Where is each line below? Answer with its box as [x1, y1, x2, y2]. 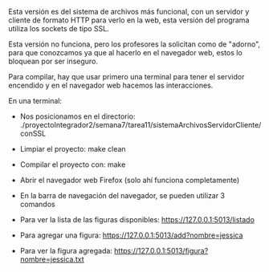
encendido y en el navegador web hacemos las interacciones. [8, 80, 214, 90]
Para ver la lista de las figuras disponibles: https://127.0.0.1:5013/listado [19, 215, 255, 224]
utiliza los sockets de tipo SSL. [8, 24, 110, 33]
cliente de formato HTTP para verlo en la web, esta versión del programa [8, 15, 250, 25]
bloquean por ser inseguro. [8, 56, 99, 66]
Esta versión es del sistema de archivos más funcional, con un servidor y [8, 7, 250, 16]
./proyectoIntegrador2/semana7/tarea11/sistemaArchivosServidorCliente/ [19, 120, 262, 129]
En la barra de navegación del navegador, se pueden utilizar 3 [19, 191, 225, 200]
